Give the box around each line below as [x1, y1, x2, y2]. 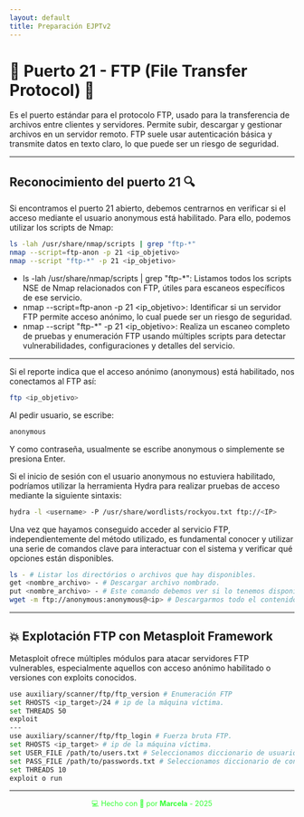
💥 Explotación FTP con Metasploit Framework [9, 629, 273, 644]
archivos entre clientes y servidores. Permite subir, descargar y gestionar [9, 119, 283, 130]
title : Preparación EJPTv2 [9, 22, 111, 31]
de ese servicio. [22, 291, 83, 303]
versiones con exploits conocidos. [9, 671, 138, 683]
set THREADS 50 [9, 707, 67, 716]
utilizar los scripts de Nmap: [9, 223, 114, 233]
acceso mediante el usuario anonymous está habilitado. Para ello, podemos [9, 213, 291, 223]
